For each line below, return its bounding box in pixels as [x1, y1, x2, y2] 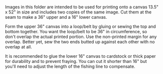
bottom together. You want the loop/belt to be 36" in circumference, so [5, 29, 147, 34]
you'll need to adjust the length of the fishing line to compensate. [5, 63, 135, 69]
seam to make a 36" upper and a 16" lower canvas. [5, 14, 108, 20]
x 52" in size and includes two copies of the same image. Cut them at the [5, 9, 152, 15]
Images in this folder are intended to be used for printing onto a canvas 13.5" [5, 4, 159, 10]
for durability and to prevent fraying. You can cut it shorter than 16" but [5, 59, 147, 64]
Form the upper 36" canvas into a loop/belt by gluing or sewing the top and [5, 24, 156, 29]
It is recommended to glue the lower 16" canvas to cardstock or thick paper [5, 53, 156, 59]
